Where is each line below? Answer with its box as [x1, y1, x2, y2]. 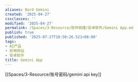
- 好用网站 [5, 48, 25, 53]
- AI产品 [5, 44, 22, 49]
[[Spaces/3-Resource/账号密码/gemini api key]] [5, 72, 102, 78]
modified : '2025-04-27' [5, 21, 54, 26]
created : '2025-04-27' [5, 12, 52, 17]
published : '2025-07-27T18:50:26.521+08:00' [5, 35, 98, 40]
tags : [5, 39, 16, 44]
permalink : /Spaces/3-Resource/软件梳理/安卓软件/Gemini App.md [5, 26, 134, 30]
